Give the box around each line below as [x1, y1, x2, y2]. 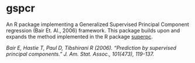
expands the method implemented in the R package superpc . [6, 33, 153, 40]
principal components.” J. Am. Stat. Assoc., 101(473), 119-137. [6, 50, 155, 57]
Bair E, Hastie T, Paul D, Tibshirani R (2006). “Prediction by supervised [6, 44, 177, 51]
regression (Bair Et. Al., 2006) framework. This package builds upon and [6, 27, 180, 34]
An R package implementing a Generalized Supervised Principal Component [6, 21, 190, 28]
